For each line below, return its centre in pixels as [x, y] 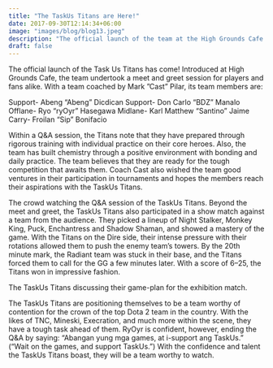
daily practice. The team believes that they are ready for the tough [119, 161]
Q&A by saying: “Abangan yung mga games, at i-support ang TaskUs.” [126, 338]
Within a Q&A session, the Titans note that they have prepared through [127, 136]
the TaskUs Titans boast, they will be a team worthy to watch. [111, 355]
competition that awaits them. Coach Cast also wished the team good [125, 170]
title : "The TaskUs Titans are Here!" [74, 16]
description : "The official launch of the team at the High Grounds [127, 39]
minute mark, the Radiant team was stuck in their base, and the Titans [125, 255]
